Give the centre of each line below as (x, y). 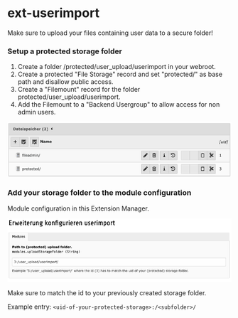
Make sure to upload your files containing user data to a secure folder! (110, 33)
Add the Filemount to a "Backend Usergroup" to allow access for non (119, 105)
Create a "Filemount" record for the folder (79, 90)
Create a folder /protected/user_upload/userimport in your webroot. (117, 67)
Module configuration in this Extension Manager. (78, 208)
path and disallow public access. (65, 82)
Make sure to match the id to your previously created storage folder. (107, 293)
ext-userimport (54, 13)
